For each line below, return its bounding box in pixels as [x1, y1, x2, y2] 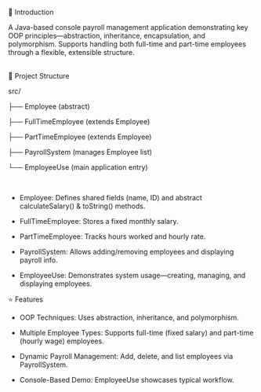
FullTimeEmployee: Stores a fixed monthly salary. [19, 217, 179, 225]
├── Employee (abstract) [8, 102, 90, 111]
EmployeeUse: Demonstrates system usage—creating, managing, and [19, 271, 246, 280]
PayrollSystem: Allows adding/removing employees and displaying [19, 247, 234, 256]
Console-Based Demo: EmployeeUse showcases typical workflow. [19, 376, 234, 384]
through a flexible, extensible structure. [8, 48, 135, 57]
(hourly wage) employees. [19, 336, 104, 346]
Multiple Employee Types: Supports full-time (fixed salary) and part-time [19, 328, 254, 337]
